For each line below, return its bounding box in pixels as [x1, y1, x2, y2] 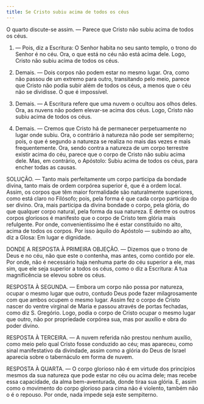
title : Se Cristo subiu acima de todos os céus [6, 9, 130, 15]
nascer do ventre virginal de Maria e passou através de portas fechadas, [6, 302, 189, 310]
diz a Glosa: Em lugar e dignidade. [6, 233, 93, 241]
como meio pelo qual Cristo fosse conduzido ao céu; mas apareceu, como [6, 340, 193, 347]
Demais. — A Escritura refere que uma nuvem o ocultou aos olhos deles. [15, 100, 197, 107]
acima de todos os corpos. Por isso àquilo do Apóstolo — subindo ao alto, [6, 227, 192, 235]
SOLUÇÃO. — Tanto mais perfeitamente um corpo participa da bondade [6, 175, 187, 183]
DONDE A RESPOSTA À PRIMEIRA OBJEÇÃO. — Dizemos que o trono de [6, 245, 188, 253]
